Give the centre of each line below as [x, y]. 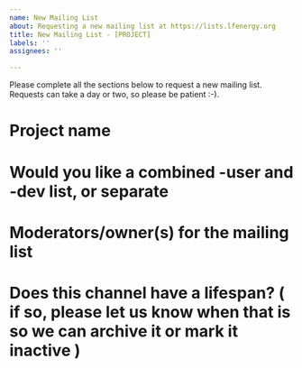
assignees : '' [36, 51]
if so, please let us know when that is [150, 312]
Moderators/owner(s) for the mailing [150, 232]
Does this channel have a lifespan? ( [147, 293]
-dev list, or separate [89, 191]
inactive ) [45, 350]
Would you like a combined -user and [151, 172]
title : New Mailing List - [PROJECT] [80, 34]
